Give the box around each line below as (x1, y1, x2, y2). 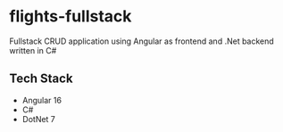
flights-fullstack (9, 6, 132, 27)
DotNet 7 (21, 113, 56, 124)
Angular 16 (21, 95, 62, 105)
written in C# (9, 45, 57, 55)
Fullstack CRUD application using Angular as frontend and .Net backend (9, 36, 274, 46)
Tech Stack (9, 71, 73, 87)
